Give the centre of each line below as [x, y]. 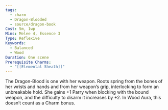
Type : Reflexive [22, 39]
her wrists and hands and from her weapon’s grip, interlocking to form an [82, 87]
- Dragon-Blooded [28, 19]
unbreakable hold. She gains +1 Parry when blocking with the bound [77, 92]
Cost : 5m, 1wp [20, 29]
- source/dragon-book [33, 24]
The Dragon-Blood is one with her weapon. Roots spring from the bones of [84, 81]
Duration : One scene [27, 57]
